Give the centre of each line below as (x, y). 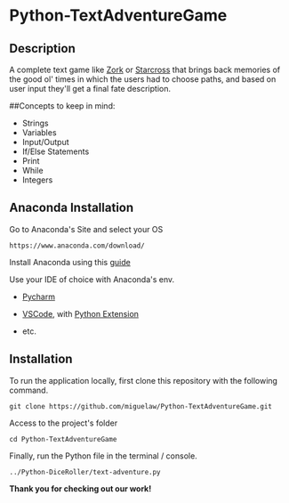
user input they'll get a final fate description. (90, 89)
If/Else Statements (56, 151)
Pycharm (39, 296)
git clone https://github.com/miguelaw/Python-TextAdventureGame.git (141, 406)
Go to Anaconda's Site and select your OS (86, 229)
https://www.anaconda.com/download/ (77, 246)
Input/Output (45, 142)
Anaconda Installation (72, 208)
